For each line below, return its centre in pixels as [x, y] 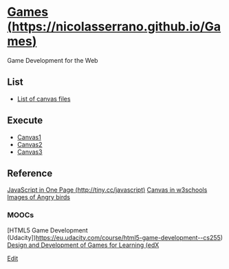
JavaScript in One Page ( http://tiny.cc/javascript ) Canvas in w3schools [107, 190]
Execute [25, 120]
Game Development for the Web [53, 60]
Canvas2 [30, 144]
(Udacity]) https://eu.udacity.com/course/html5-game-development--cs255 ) [115, 237]
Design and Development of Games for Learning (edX [83, 245]
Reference [30, 173]
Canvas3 [30, 152]
